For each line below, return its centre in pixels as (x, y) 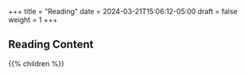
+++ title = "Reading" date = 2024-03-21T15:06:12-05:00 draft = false (123, 11)
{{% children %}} (37, 63)
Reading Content (51, 45)
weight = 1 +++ (33, 20)
